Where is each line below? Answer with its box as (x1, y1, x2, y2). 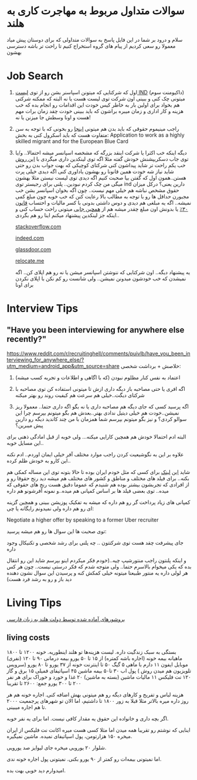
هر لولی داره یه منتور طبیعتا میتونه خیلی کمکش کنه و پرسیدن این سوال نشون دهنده (6, 569, 188, 576)
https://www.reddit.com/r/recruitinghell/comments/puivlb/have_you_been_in (6, 350, 191, 357)
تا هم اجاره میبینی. (6, 703, 46, 711)
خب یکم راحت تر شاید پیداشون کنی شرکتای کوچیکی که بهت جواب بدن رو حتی (15, 161, 186, 168)
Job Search (6, 69, 63, 83)
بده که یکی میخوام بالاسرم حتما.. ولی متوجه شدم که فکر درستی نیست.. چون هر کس (6, 563, 192, 570)
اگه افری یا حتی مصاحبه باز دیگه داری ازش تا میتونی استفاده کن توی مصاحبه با (15, 385, 185, 392)
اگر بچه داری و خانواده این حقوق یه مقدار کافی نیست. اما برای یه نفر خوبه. (6, 715, 169, 722)
